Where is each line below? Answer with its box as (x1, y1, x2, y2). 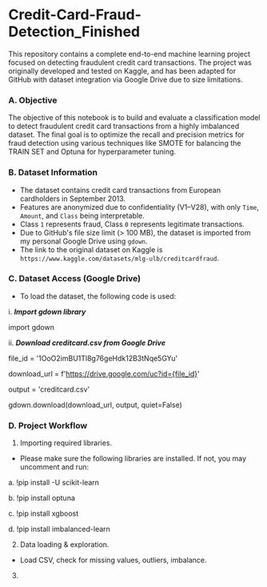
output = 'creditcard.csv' (8, 384, 90, 394)
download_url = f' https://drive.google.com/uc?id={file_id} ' (8, 368, 200, 378)
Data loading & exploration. (19, 540, 110, 549)
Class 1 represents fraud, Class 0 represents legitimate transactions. (19, 219, 245, 229)
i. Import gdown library (8, 307, 86, 316)
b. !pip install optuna (8, 493, 76, 503)
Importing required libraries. (19, 438, 113, 448)
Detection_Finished (8, 22, 141, 41)
